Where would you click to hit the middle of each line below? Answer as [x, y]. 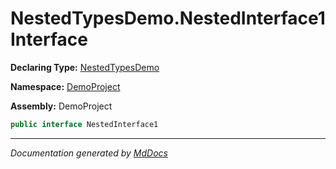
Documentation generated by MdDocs [89, 153]
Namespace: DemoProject [65, 86]
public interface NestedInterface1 [84, 124]
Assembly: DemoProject [61, 106]
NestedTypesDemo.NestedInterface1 [168, 18]
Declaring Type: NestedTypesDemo [85, 67]
